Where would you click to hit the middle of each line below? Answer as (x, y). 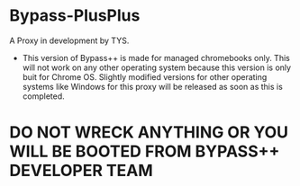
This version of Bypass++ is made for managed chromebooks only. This (156, 58)
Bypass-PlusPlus (75, 16)
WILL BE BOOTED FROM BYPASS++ (145, 151)
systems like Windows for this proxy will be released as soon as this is (153, 86)
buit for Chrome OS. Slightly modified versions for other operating (145, 76)
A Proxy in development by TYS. (69, 40)
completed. (43, 96)
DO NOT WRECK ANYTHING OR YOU (149, 133)
